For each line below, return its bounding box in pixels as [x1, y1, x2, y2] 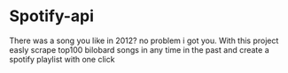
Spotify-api [9, 6, 95, 26]
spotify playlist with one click [9, 54, 115, 64]
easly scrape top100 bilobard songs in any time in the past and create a [9, 44, 270, 55]
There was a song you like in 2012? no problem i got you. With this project [9, 35, 279, 46]
